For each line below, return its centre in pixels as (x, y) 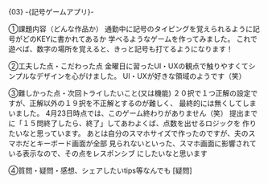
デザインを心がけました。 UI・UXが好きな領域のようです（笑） (141, 76)
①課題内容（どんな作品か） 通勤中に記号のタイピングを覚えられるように (131, 29)
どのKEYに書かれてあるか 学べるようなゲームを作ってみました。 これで (140, 39)
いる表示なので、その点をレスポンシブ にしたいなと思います (108, 153)
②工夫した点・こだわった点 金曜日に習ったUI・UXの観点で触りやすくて (129, 66)
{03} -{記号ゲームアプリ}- (51, 12)
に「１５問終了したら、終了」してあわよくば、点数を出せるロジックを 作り (133, 123)
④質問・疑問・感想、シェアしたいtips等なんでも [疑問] (100, 170)
